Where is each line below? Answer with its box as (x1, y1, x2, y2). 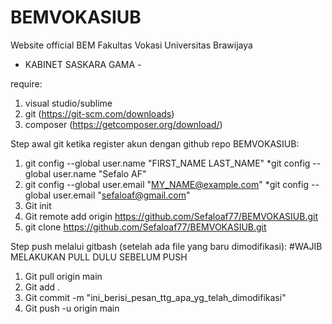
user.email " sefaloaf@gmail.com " (53, 189, 191, 201)
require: (10, 77, 43, 90)
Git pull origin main (24, 270, 103, 282)
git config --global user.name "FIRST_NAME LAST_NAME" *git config (24, 157, 311, 169)
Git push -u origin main (24, 302, 120, 314)
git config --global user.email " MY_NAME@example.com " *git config (24, 178, 310, 190)
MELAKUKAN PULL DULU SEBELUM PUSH (10, 251, 188, 263)
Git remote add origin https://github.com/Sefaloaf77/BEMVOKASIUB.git (24, 210, 319, 222)
